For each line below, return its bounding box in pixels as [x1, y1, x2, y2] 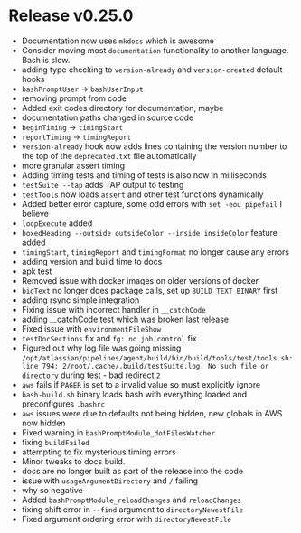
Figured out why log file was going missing [21, 342, 182, 353]
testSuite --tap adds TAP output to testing [21, 179, 184, 190]
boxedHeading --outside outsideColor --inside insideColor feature [21, 227, 277, 238]
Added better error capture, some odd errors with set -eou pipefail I [21, 198, 282, 209]
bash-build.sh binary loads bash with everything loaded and [21, 388, 248, 399]
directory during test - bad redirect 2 [21, 369, 161, 380]
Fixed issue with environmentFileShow [21, 323, 162, 334]
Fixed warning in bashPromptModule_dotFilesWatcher [21, 426, 216, 438]
